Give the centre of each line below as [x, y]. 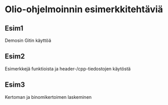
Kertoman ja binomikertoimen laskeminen [48, 97]
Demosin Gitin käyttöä [28, 40]
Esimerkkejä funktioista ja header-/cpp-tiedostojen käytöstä [68, 69]
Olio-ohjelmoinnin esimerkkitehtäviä [84, 9]
